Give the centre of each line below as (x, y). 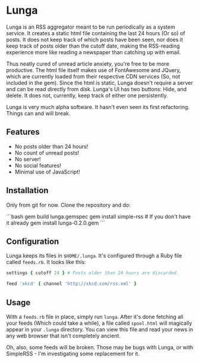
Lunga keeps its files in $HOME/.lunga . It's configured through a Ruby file (94, 256)
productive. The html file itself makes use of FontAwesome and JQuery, (94, 70)
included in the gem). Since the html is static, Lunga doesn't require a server (99, 83)
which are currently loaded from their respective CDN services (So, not (93, 76)
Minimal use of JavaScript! (47, 172)
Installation (27, 190)
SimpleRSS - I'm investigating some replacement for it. (73, 353)
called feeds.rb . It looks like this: (46, 262)
